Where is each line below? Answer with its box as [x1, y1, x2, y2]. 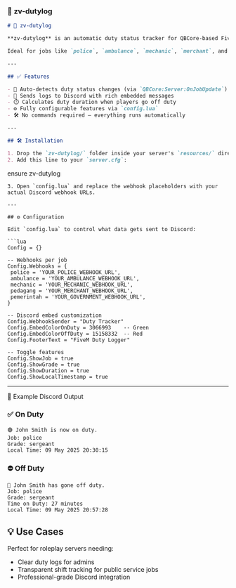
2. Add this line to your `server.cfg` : [7, 156, 128, 164]
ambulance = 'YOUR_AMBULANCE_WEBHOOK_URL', [10, 275, 140, 282]
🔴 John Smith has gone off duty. [7, 482, 105, 489]
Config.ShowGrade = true [7, 361, 80, 368]
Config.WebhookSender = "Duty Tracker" [7, 318, 124, 325]
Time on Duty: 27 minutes [7, 500, 83, 508]
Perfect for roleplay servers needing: [7, 544, 114, 552]
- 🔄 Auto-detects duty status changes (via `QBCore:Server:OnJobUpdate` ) [7, 86, 228, 93]
